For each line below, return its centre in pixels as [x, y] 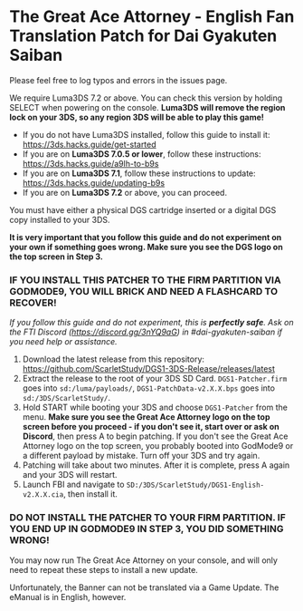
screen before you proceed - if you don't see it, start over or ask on [151, 427]
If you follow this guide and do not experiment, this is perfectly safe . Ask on [151, 323]
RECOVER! [33, 303]
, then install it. [90, 494]
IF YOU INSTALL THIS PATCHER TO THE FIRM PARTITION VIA [146, 280]
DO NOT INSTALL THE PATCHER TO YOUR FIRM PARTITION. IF [148, 518]
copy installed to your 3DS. [60, 219]
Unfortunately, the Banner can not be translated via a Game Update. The [144, 587]
